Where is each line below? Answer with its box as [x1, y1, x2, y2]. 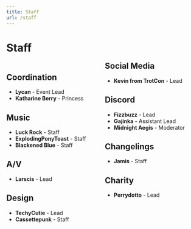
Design [6, 193, 34, 203]
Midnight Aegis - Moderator [113, 124, 186, 131]
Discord [105, 95, 136, 105]
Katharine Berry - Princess [15, 95, 84, 102]
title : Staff [6, 9, 40, 15]
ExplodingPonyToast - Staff [15, 135, 86, 143]
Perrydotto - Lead [113, 191, 160, 199]
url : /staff [6, 15, 36, 21]
